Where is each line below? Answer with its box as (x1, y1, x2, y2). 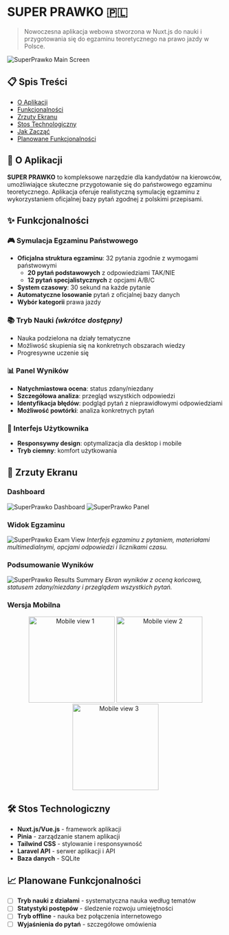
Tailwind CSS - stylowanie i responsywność (17, 839, 143, 847)
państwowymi (17, 261, 57, 269)
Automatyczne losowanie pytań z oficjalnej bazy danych (17, 291, 180, 299)
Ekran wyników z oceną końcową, (105, 576, 202, 584)
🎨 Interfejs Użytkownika (7, 423, 89, 433)
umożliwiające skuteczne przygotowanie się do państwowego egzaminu (7, 180, 212, 188)
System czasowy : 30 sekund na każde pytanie (17, 283, 151, 291)
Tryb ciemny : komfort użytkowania (17, 446, 118, 455)
